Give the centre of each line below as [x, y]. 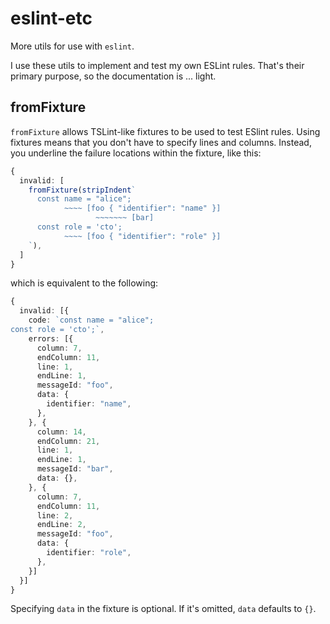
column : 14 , [61, 432]
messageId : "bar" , [75, 469]
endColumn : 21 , [68, 441]
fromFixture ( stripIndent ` [82, 190]
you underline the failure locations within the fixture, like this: [136, 153]
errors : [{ [51, 338]
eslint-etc [51, 18]
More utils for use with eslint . [72, 46]
